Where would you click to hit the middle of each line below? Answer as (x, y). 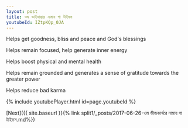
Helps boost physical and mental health (54, 61)
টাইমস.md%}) (20, 120)
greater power (23, 79)
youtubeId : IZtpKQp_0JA (35, 22)
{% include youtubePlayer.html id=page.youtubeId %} (71, 102)
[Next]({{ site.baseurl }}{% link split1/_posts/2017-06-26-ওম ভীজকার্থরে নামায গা (94, 113)
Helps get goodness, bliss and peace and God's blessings (76, 39)
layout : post (22, 11)
